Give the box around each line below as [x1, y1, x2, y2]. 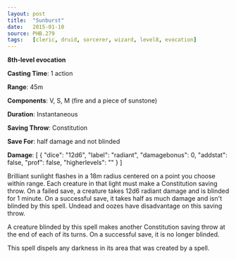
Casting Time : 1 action [7, 69, 73, 78]
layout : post [7, 10, 46, 18]
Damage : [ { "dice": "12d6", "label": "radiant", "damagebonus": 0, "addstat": [7, 151, 228, 159]
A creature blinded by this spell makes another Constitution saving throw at [7, 223, 225, 232]
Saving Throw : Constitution [7, 124, 88, 132]
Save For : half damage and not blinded [7, 138, 120, 146]
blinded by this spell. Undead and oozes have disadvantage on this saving [7, 201, 223, 211]
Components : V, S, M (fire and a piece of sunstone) [7, 96, 158, 105]
